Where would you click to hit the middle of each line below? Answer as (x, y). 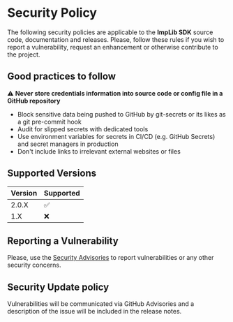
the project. (24, 54)
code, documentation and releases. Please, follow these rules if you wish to (116, 39)
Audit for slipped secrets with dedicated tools (83, 129)
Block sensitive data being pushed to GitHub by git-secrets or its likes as (122, 114)
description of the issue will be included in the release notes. (95, 312)
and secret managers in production (68, 144)
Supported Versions (52, 174)
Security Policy (52, 13)
